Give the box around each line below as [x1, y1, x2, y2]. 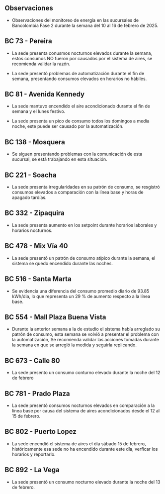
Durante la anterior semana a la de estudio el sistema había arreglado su [11, 326, 160, 332]
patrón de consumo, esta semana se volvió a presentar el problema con [11, 331, 159, 337]
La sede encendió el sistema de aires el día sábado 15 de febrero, [11, 440, 146, 447]
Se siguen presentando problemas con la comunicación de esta [11, 151, 143, 157]
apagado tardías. [11, 195, 47, 200]
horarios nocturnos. [11, 227, 53, 233]
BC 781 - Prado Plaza [4, 389, 70, 397]
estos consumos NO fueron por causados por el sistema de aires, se [11, 55, 153, 61]
